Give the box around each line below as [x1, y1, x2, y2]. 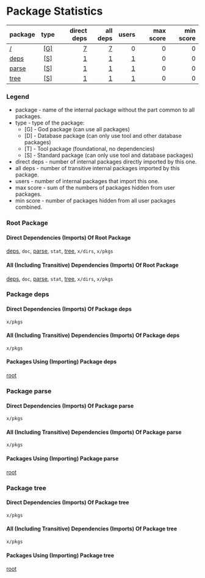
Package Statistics [6, 4, 103, 18]
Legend [6, 92, 29, 101]
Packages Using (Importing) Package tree [6, 551, 115, 559]
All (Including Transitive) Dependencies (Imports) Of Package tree [6, 525, 178, 532]
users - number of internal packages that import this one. [15, 178, 160, 185]
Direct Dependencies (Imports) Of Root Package [6, 234, 131, 241]
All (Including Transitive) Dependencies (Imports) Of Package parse [6, 428, 182, 436]
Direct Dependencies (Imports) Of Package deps [6, 305, 132, 312]
